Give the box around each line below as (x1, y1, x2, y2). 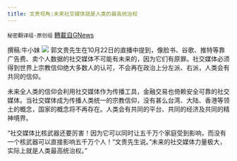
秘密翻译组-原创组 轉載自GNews (7, 30, 94, 39)
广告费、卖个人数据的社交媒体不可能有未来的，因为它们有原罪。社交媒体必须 (7, 54, 230, 63)
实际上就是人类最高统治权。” (7, 146, 88, 155)
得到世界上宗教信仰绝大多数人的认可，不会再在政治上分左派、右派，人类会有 (7, 63, 230, 71)
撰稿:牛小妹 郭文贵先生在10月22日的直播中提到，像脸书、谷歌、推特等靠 (7, 45, 226, 54)
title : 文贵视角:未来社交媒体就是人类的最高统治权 (7, 10, 138, 18)
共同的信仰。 (7, 72, 44, 80)
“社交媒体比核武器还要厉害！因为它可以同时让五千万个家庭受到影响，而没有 (7, 129, 227, 137)
